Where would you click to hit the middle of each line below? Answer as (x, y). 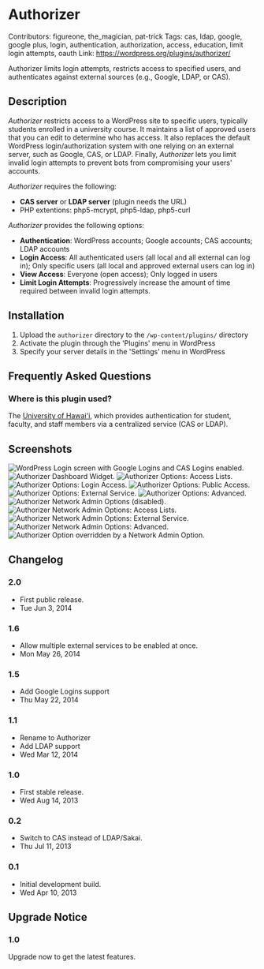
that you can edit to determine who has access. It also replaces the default (129, 137)
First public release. (52, 599)
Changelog (36, 560)
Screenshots (40, 449)
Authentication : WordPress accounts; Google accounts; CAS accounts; (136, 240)
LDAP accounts (45, 249)
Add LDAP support (50, 746)
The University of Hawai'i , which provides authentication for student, (120, 416)
